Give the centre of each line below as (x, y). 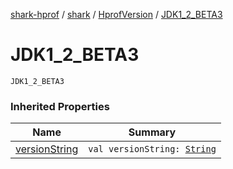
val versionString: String (152, 149)
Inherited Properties (60, 106)
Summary (152, 132)
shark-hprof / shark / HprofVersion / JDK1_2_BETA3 (116, 14)
